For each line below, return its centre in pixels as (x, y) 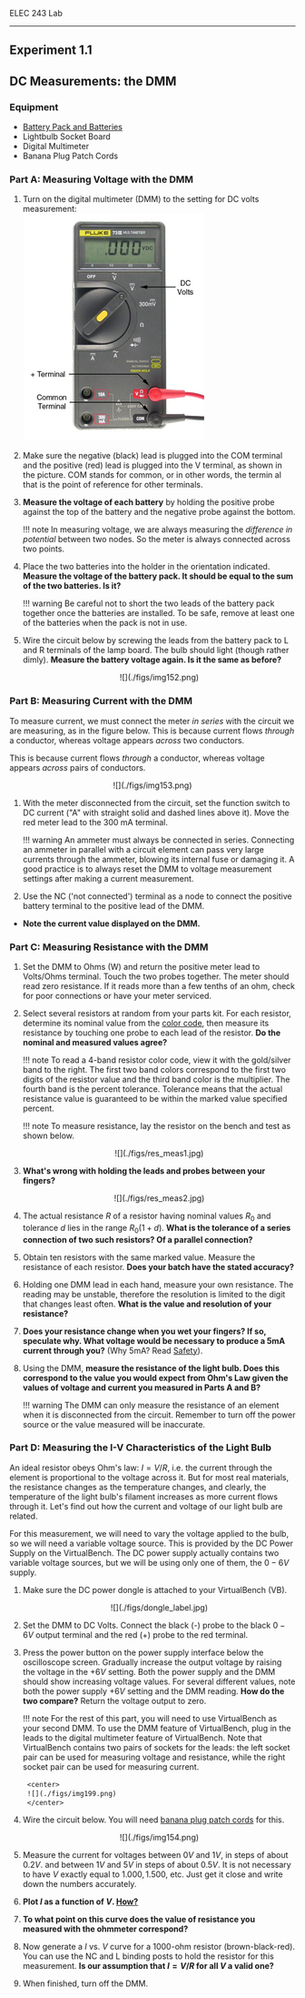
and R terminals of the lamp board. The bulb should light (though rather (156, 651)
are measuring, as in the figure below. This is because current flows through (152, 731)
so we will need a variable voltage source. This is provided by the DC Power (151, 1543)
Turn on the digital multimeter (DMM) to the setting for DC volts (141, 199)
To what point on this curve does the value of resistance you (139, 1919)
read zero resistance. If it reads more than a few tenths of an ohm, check (159, 985)
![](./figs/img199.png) (72, 1793)
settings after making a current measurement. (108, 878)
